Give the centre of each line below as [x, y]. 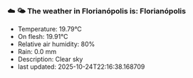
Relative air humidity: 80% [56, 44]
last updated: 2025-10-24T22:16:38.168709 [81, 67]
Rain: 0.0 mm [37, 52]
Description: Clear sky [50, 60]
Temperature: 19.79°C [49, 29]
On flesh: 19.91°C [43, 37]
